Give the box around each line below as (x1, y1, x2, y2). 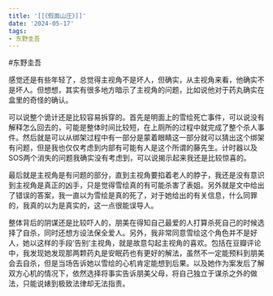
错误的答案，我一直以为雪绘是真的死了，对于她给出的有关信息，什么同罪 (15, 191, 258, 200)
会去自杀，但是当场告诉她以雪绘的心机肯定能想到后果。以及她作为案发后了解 (8, 259, 265, 268)
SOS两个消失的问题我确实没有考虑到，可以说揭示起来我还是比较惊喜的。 (8, 153, 251, 163)
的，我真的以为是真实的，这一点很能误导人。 (8, 200, 158, 211)
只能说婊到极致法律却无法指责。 (22, 279, 130, 289)
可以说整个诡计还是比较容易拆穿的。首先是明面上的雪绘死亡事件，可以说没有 (8, 113, 265, 122)
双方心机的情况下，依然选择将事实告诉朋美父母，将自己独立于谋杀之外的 (8, 268, 250, 278)
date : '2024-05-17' (8, 19, 75, 28)
